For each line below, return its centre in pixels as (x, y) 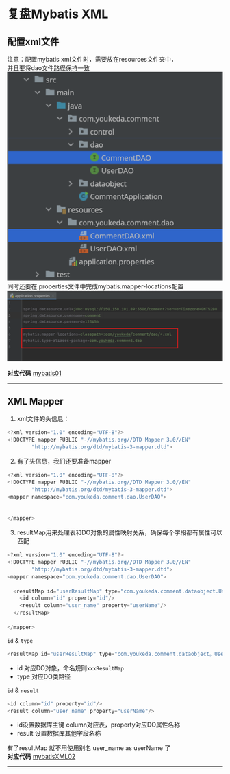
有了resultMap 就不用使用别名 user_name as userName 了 (89, 748)
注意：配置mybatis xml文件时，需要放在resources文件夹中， (92, 59)
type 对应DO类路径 (43, 676)
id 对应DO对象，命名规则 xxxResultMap (71, 668)
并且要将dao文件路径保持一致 (49, 68)
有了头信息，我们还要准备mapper (64, 462)
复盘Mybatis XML (58, 14)
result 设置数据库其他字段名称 (59, 733)
